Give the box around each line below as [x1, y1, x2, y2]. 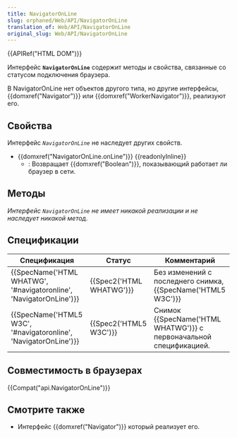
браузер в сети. [28, 167, 76, 176]
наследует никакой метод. [7, 213, 88, 223]
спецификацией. [154, 341, 210, 350]
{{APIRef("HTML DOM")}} [7, 49, 83, 58]
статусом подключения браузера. [7, 71, 111, 79]
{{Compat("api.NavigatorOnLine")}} [7, 383, 111, 392]
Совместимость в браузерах [7, 365, 142, 377]
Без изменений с [154, 267, 212, 277]
